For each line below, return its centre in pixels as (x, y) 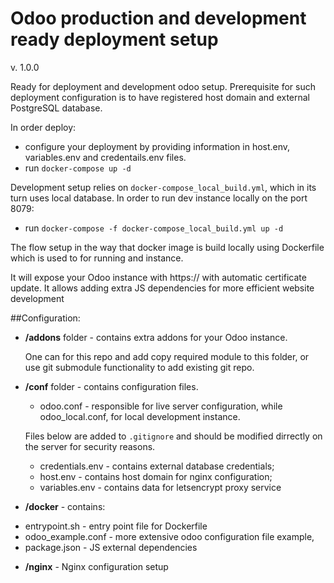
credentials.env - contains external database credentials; (157, 466)
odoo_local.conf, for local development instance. (140, 416)
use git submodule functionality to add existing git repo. (139, 367)
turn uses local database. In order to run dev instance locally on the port (159, 198)
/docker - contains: (65, 506)
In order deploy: (43, 127)
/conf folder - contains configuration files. (111, 386)
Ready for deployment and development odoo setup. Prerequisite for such (163, 86)
